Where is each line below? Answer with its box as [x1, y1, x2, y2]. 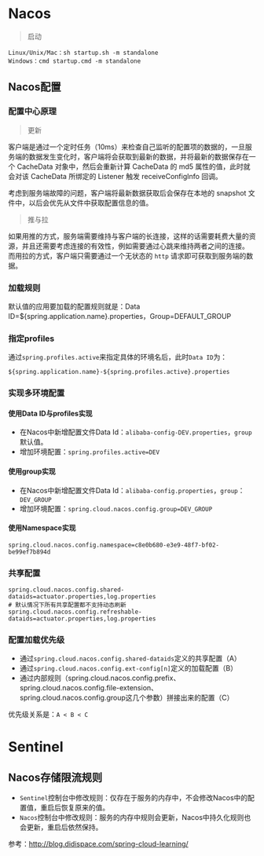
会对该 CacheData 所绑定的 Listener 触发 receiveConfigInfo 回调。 [8, 171, 222, 181]
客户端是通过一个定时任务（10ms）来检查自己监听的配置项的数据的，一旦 [8, 142, 246, 152]
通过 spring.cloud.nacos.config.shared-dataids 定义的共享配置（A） [19, 653, 241, 664]
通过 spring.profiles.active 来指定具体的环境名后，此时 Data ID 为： [8, 353, 228, 362]
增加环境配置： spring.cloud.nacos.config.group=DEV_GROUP [19, 503, 213, 513]
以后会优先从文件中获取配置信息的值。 [28, 198, 153, 207]
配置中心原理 [8, 106, 57, 117]
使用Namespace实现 [8, 523, 76, 532]
